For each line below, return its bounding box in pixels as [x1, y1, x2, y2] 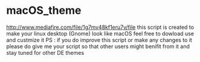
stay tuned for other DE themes [6, 49, 85, 56]
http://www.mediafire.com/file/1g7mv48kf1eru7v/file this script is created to [6, 23, 195, 31]
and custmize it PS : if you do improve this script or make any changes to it [6, 36, 192, 43]
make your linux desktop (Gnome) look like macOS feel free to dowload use [6, 29, 195, 37]
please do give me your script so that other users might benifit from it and [6, 43, 190, 50]
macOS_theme [6, 4, 82, 17]
